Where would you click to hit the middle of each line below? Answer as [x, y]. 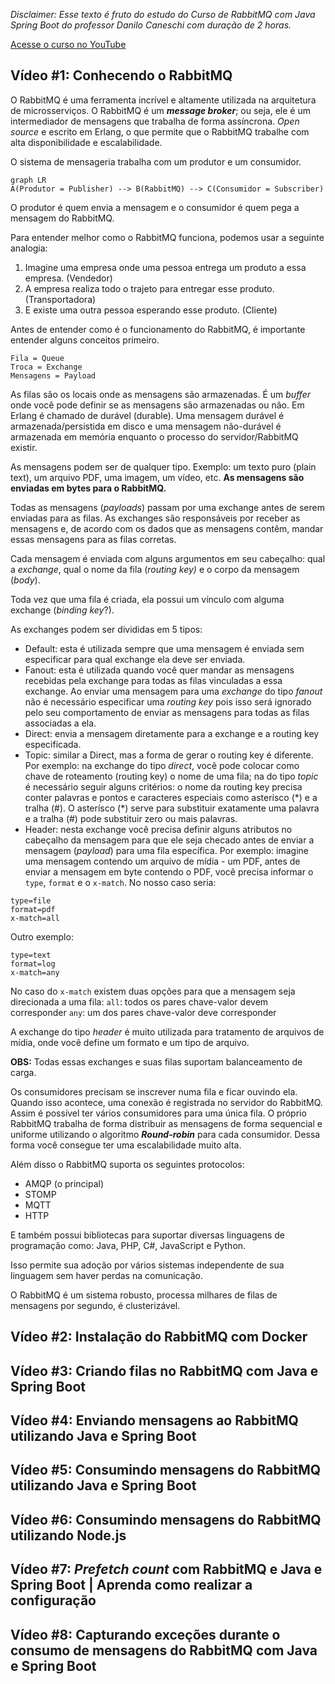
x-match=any [35, 972]
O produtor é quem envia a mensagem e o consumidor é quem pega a [155, 207]
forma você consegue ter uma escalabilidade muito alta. [126, 1145]
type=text [31, 955]
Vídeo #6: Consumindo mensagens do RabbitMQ [166, 1519]
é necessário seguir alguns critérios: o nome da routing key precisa [163, 786]
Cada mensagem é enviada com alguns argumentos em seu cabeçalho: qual [168, 558]
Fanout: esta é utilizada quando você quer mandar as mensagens [159, 670]
